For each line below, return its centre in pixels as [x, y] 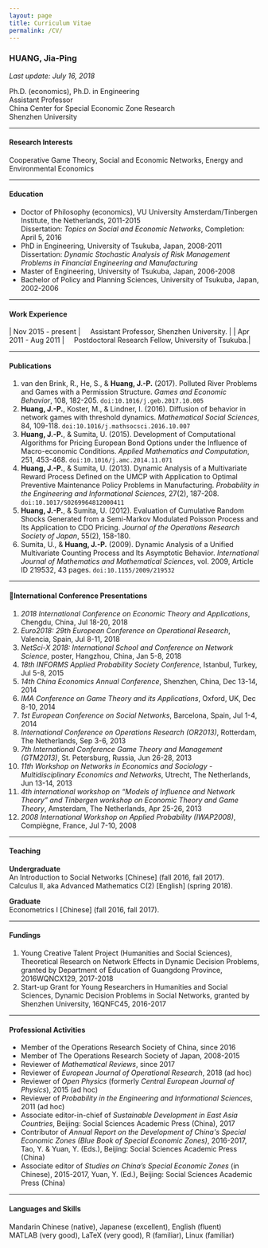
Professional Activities [47, 1030]
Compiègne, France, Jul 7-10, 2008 [79, 825]
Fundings [25, 935]
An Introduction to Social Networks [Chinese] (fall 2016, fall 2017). [117, 877]
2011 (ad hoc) [43, 1107]
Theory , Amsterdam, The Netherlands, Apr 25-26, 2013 [111, 808]
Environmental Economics [52, 168]
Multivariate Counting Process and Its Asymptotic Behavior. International [140, 553]
